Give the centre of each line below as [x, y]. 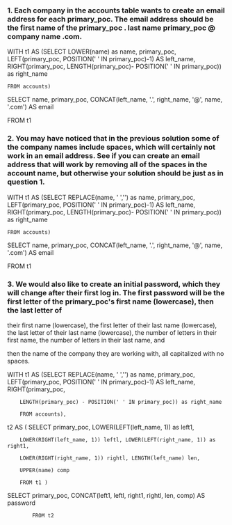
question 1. [26, 182]
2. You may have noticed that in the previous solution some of [114, 139]
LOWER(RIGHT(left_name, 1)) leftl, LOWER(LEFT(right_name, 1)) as [118, 440]
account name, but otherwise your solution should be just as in [116, 173]
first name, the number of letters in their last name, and [86, 340]
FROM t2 [43, 515]
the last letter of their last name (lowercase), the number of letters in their [112, 332]
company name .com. [44, 36]
